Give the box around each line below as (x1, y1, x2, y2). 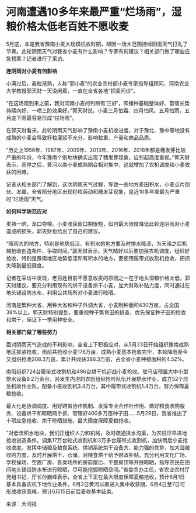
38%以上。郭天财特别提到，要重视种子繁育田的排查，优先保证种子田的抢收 (6, 308, 187, 316)
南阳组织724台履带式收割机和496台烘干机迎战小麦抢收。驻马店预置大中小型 (6, 368, 188, 375)
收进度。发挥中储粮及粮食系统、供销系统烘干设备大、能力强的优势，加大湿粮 (6, 444, 190, 451)
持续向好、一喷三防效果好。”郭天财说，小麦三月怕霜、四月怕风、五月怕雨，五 (6, 106, 190, 114)
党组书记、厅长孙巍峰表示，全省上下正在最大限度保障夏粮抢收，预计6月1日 (6, 473, 185, 480)
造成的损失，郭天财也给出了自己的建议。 (6, 228, 103, 235)
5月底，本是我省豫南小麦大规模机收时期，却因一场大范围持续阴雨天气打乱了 (6, 40, 188, 47)
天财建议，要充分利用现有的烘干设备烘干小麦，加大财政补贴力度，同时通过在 (6, 281, 190, 288)
